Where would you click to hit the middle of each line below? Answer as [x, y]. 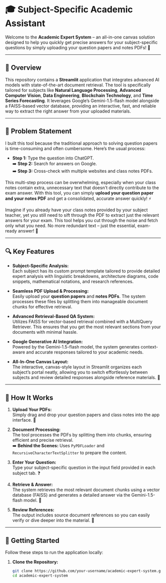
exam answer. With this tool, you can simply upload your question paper [80, 193]
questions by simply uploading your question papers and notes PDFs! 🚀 [78, 47]
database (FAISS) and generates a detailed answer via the [71, 495]
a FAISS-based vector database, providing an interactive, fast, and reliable [81, 106]
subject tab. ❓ [26, 473]
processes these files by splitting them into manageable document [80, 302]
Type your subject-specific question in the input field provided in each [84, 467]
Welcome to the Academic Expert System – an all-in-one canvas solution [80, 37]
